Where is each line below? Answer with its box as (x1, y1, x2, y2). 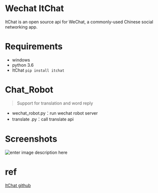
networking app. (5, 24, 38, 30)
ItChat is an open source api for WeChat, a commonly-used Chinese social (5, 19, 154, 25)
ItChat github (5, 182, 31, 188)
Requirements (5, 41, 63, 52)
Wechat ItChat (5, 3, 64, 14)
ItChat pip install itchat (12, 67, 65, 73)
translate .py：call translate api (12, 116, 74, 122)
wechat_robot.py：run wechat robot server (12, 110, 98, 116)
